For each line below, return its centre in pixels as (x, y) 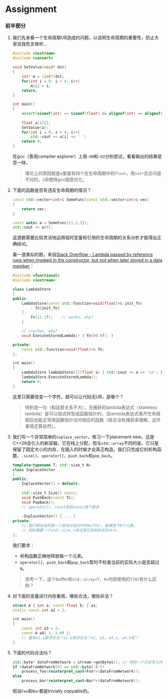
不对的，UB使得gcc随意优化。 (56, 180)
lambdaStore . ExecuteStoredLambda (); (60, 377)
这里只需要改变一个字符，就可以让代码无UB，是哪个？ (68, 397)
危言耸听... (36, 44)
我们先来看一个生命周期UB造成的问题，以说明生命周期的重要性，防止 (83, 38)
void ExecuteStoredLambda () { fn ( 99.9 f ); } (68, 335)
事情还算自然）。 (41, 426)
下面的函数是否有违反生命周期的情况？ (52, 190)
